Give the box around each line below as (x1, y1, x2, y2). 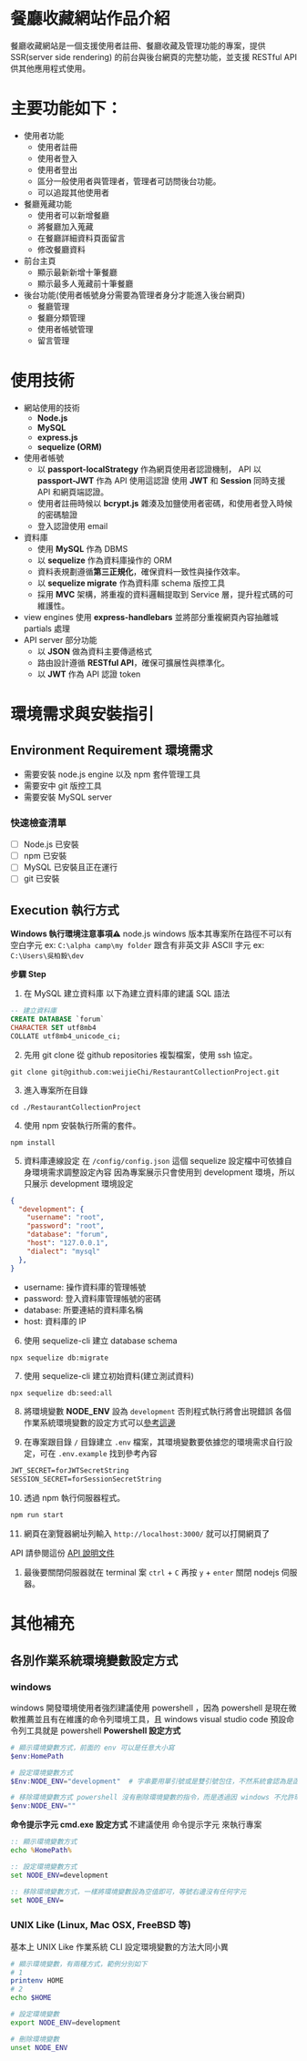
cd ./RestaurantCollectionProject (10, 1103, 142, 1112)
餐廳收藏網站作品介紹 (10, 8, 171, 29)
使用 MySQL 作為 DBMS (36, 543, 128, 554)
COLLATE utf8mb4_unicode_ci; (10, 1031, 121, 1041)
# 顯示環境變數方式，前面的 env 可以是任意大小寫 (10, 1743, 175, 1752)
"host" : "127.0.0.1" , (26, 1239, 108, 1248)
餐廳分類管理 (36, 311, 86, 323)
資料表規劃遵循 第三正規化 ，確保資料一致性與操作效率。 (36, 566, 245, 576)
